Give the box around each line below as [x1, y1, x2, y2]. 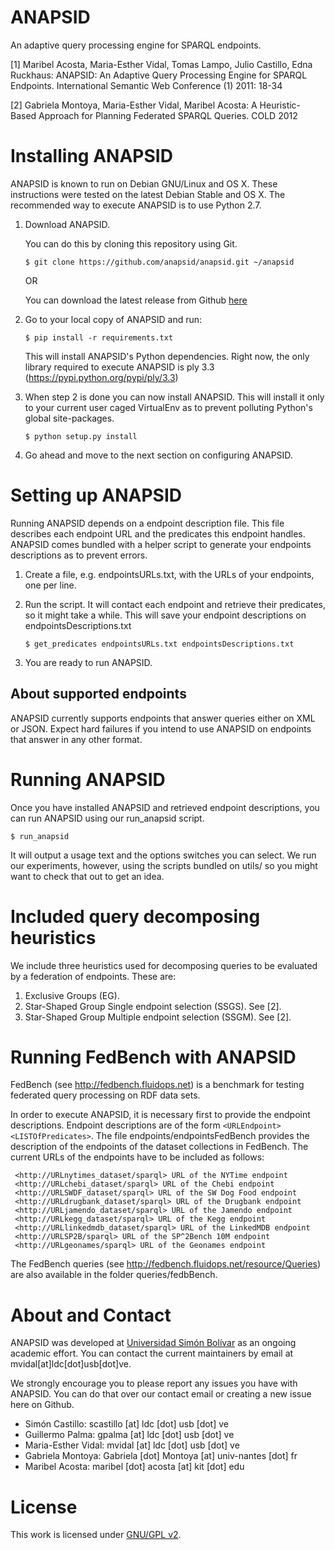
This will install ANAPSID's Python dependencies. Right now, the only [24, 350, 310, 362]
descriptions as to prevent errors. [10, 549, 148, 561]
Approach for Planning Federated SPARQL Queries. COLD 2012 [38, 109, 298, 121]
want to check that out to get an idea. [10, 870, 165, 882]
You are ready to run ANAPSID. [24, 656, 153, 668]
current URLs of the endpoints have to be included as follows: [10, 1151, 265, 1163]
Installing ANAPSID [10, 145, 173, 168]
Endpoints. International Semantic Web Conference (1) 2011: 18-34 [10, 79, 283, 91]
